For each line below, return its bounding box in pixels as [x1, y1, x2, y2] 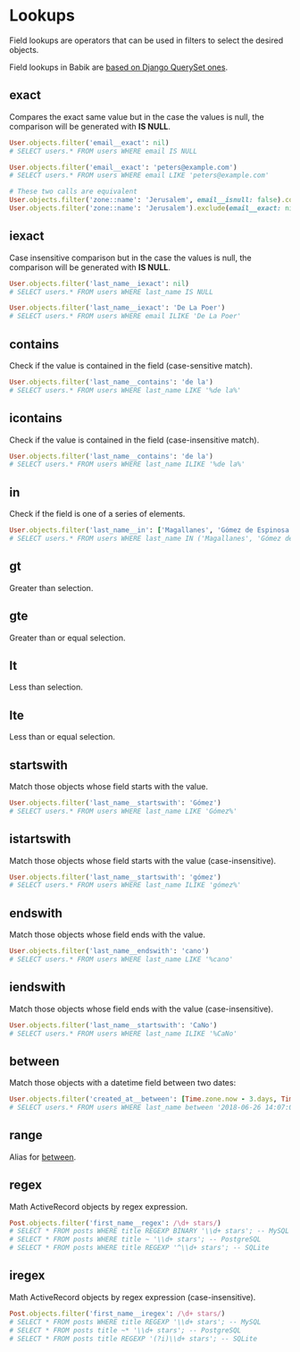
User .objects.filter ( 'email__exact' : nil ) [9, 138, 170, 148]
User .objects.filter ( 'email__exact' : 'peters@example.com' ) [9, 163, 238, 172]
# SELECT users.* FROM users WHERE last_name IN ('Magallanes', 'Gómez [9, 534, 281, 543]
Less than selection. [9, 681, 83, 693]
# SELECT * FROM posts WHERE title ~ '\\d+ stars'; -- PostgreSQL [9, 1235, 262, 1244]
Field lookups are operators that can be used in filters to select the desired [9, 35, 284, 46]
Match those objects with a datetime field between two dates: [9, 1077, 237, 1088]
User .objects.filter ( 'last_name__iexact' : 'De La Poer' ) [9, 303, 226, 313]
